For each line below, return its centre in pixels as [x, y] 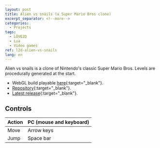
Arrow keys [40, 131]
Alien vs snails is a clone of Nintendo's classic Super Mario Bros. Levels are [80, 68]
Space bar [39, 138]
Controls [18, 108]
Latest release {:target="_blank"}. [45, 93]
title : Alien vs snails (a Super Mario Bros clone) [58, 14]
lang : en [14, 55]
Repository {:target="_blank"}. [42, 88]
